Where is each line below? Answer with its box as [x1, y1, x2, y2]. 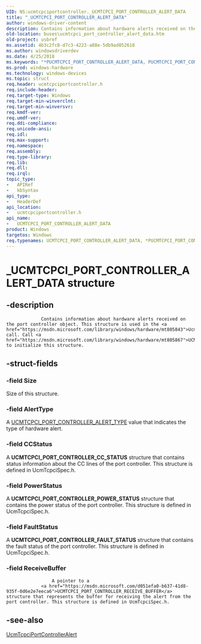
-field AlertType [6, 405, 54, 414]
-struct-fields [6, 358, 58, 369]
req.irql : [6, 170, 31, 177]
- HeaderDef [6, 199, 42, 205]
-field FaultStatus [6, 523, 59, 531]
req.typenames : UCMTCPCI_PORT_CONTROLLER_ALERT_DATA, [6, 238, 144, 244]
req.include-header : [6, 87, 58, 93]
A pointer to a [51, 577, 90, 584]
